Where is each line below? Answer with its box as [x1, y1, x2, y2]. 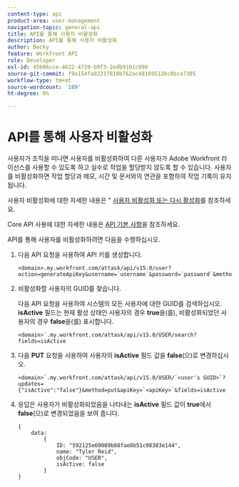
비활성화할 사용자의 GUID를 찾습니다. [17, 284, 121, 293]
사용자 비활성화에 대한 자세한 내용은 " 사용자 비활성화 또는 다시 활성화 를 [7, 196, 207, 205]
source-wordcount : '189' [7, 83, 81, 91]
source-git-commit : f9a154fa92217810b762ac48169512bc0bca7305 [7, 70, 196, 77]
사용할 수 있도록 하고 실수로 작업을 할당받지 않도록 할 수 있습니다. [31, 163, 213, 172]
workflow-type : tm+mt [7, 76, 72, 84]
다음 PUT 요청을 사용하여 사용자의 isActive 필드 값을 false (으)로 [17, 351, 198, 360]
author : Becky [7, 43, 50, 51]
